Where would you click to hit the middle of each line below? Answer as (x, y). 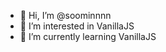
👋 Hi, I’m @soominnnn (65, 15)
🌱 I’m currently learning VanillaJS (88, 36)
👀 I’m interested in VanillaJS (77, 26)
